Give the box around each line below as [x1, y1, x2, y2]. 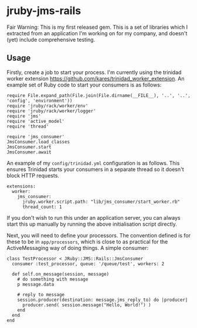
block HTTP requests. [6, 172, 59, 179]
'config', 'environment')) [6, 98, 73, 103]
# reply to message [17, 292, 65, 297]
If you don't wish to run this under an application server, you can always [6, 214, 181, 221]
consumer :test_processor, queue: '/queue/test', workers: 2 [12, 260, 165, 267]
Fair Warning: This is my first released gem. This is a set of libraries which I [6, 24, 188, 31]
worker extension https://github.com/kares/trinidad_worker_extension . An [6, 75, 185, 82]
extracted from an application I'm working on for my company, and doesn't [6, 29, 188, 36]
